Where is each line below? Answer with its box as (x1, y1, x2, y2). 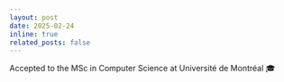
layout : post (9, 12, 59, 22)
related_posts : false (9, 37, 91, 47)
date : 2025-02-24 (9, 21, 75, 30)
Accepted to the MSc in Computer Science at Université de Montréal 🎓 (9, 63, 276, 74)
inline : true (9, 29, 59, 38)
